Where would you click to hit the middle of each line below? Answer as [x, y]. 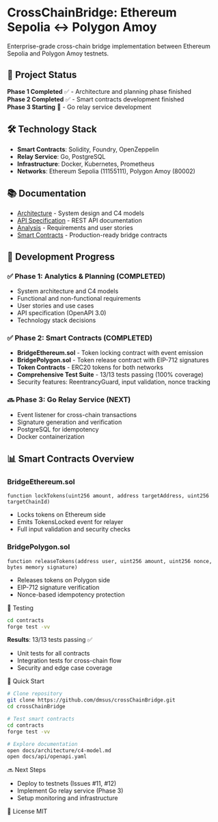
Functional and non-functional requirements [79, 299]
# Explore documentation [42, 744]
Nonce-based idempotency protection [71, 595]
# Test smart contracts [41, 719]
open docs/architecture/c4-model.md [59, 750]
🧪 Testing [21, 608]
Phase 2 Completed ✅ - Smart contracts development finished [96, 99]
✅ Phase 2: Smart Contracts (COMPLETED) [80, 338]
